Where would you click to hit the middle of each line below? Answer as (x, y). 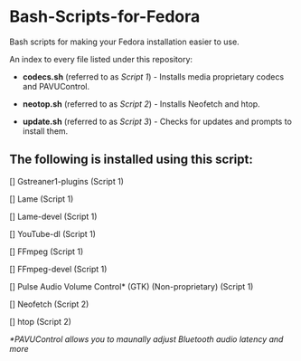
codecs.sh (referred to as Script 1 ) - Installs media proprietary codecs (153, 76)
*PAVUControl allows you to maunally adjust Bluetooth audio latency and (146, 339)
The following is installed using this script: (131, 160)
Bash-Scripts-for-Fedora (105, 17)
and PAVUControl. (56, 86)
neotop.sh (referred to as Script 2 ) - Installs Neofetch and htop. (141, 104)
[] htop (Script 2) (41, 321)
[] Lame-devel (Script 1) (53, 216)
